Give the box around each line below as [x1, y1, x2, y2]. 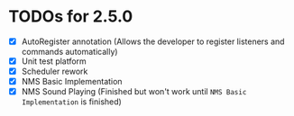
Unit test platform [21, 56, 87, 67]
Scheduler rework [21, 66, 88, 77]
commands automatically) [21, 47, 118, 57]
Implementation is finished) [21, 96, 123, 107]
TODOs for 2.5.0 [8, 6, 133, 27]
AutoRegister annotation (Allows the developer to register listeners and [21, 36, 285, 47]
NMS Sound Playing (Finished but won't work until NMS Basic [21, 86, 247, 97]
